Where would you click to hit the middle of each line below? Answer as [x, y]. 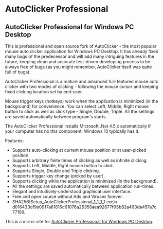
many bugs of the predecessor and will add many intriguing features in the [80, 56]
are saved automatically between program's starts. [56, 117]
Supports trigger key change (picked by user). [58, 176]
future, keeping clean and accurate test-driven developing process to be [78, 62]
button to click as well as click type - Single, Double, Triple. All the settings [80, 111]
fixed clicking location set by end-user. [44, 92]
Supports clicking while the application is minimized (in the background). [85, 181]
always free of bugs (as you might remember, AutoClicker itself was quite [79, 67]
